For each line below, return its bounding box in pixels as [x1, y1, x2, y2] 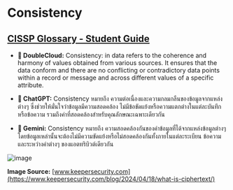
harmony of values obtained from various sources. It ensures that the [17, 59, 218, 67]
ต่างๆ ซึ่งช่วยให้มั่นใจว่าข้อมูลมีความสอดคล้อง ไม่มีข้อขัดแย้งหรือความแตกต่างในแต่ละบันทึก [17, 103, 222, 110]
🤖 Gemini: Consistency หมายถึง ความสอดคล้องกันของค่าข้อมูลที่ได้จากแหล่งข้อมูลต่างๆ [17, 124, 226, 132]
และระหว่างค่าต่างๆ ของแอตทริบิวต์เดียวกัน [17, 140, 114, 148]
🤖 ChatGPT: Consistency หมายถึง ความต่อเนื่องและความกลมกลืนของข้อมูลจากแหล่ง [17, 94, 223, 103]
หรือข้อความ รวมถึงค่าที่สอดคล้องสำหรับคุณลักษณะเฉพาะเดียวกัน [17, 110, 165, 118]
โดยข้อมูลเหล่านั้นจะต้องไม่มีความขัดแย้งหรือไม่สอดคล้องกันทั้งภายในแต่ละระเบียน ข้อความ [17, 132, 222, 140]
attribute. [17, 81, 44, 89]
